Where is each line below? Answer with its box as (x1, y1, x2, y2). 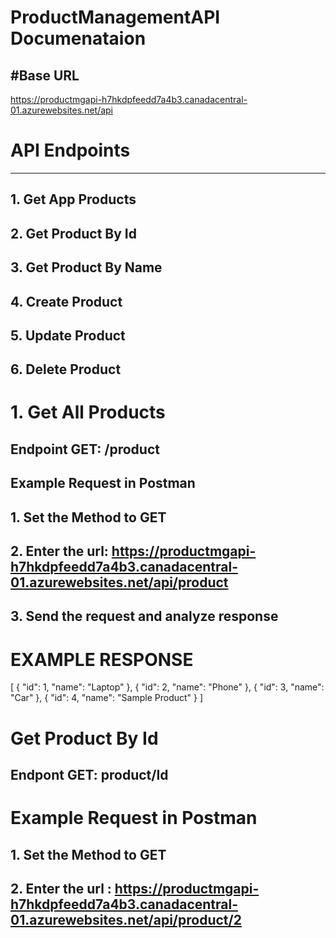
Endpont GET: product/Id (10, 766, 169, 783)
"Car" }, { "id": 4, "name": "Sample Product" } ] (10, 692, 204, 704)
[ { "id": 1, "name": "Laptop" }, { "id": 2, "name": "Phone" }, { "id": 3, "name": (10, 681, 325, 693)
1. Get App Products (10, 191, 137, 208)
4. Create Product (10, 293, 123, 310)
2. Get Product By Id (10, 225, 138, 242)
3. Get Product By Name (10, 259, 163, 276)
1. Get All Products (10, 401, 166, 424)
